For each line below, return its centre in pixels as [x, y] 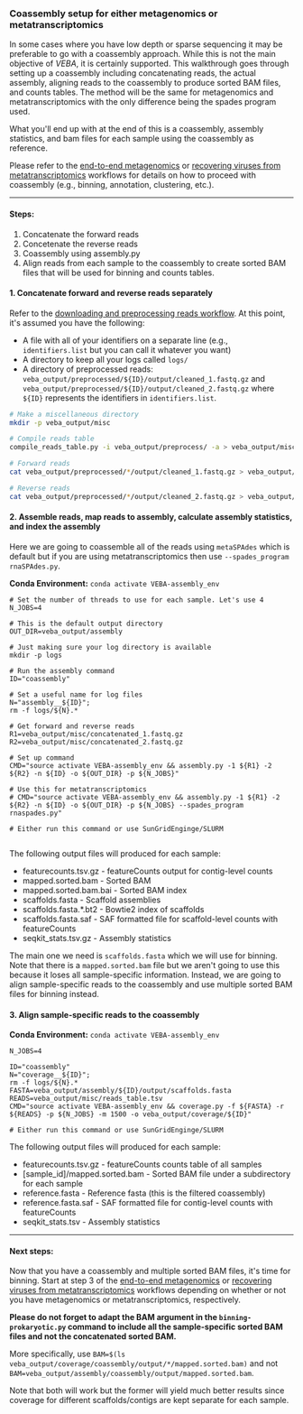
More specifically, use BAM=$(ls [68, 1354]
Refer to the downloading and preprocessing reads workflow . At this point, [147, 313]
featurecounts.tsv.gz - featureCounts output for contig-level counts [147, 871]
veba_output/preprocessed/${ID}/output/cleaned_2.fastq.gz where [148, 388]
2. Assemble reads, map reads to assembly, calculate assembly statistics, [151, 517]
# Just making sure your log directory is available [110, 647]
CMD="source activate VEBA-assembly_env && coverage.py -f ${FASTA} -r [147, 1107]
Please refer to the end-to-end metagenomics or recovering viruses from [145, 166]
